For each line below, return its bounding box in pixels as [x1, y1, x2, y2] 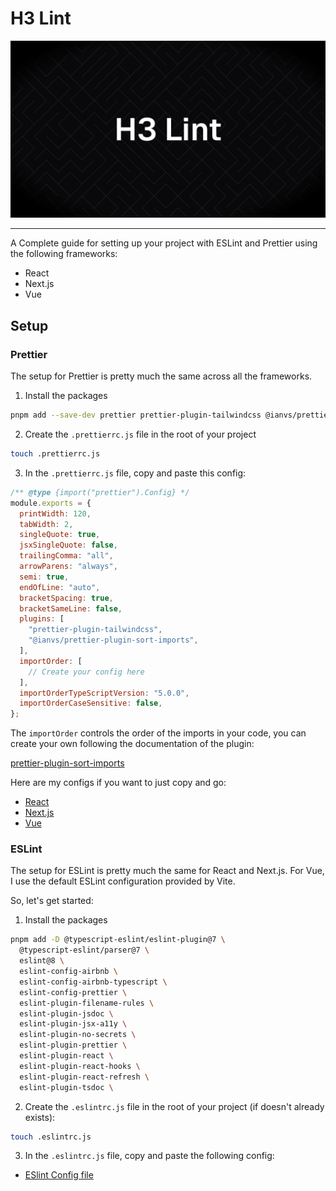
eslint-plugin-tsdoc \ [19, 1082, 114, 1092]
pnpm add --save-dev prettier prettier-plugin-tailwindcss [10, 410, 262, 421]
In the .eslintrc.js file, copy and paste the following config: [24, 1150, 275, 1162]
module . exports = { [10, 498, 92, 508]
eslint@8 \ [19, 956, 65, 966]
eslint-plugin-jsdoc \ [19, 1008, 114, 1019]
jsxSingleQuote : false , [19, 540, 118, 551]
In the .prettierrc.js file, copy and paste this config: [24, 467, 247, 479]
